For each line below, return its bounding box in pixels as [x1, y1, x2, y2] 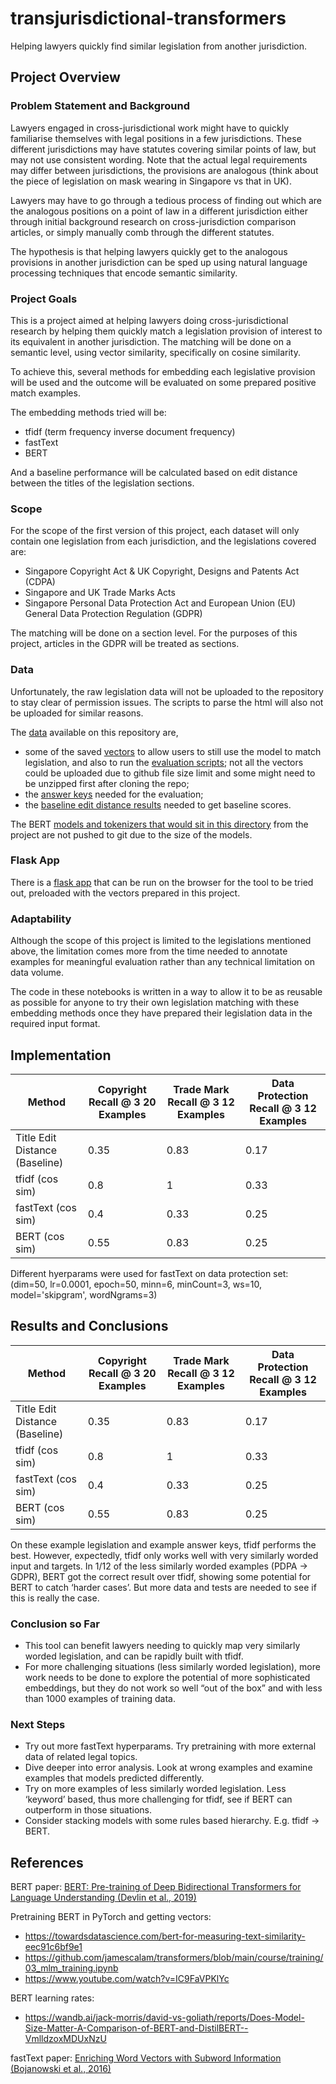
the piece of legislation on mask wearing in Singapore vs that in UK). [10, 175, 292, 187]
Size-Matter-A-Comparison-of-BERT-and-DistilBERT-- [24, 2022, 249, 2034]
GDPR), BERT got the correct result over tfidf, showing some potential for [10, 1570, 312, 1582]
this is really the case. [10, 1592, 100, 1604]
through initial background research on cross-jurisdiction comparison [10, 215, 297, 227]
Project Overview [10, 69, 121, 86]
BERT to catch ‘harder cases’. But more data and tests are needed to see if [10, 1581, 317, 1593]
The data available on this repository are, [10, 726, 179, 738]
